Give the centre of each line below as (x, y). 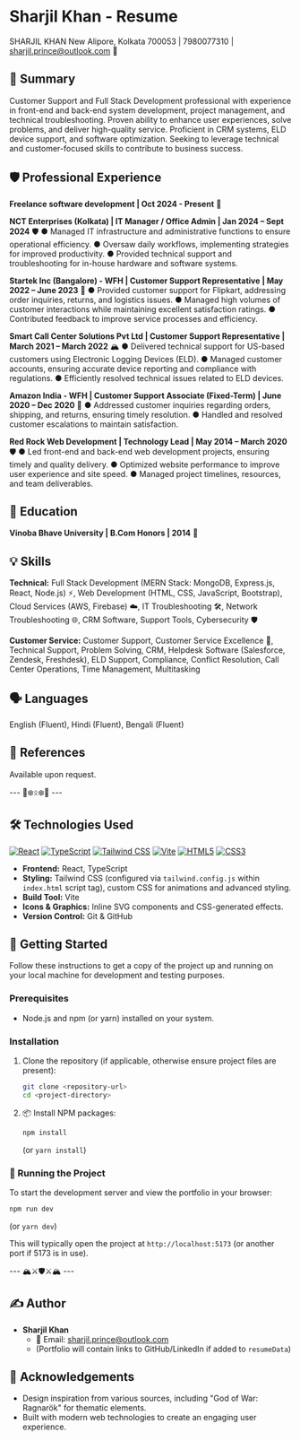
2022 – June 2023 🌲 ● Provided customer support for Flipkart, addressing (148, 290)
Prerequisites (39, 999)
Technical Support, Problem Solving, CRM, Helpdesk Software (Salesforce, (147, 650)
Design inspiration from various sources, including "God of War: (140, 1398)
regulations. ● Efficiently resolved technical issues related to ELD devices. (146, 378)
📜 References (47, 753)
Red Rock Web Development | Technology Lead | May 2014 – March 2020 (149, 441)
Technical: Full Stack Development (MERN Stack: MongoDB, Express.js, (142, 583)
